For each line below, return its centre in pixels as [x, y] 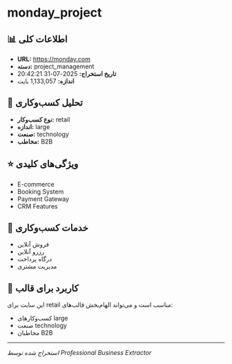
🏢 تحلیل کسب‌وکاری [45, 103]
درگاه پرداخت [35, 259]
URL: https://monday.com [54, 59]
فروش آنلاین [33, 245]
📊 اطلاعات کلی [37, 39]
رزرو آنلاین [31, 252]
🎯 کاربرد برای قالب [43, 288]
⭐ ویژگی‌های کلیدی [43, 164]
